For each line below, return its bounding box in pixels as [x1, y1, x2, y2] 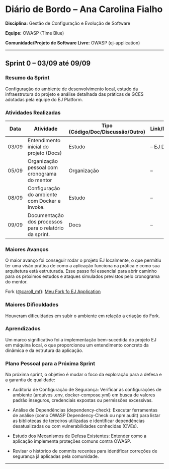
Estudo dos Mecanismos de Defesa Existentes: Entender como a [12, 433, 147, 439]
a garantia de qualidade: [5, 377, 55, 383]
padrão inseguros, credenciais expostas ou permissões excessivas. [12, 397, 153, 403]
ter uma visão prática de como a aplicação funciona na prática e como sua [5, 263, 160, 269]
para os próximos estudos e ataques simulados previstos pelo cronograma [5, 273, 160, 279]
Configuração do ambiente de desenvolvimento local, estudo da [5, 86, 138, 92]
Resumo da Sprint [5, 74, 50, 81]
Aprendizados [5, 325, 41, 332]
